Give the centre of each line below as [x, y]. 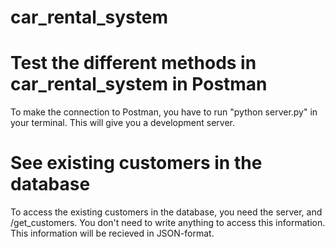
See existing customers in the [136, 163]
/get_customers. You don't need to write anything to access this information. [168, 223]
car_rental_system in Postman [139, 84]
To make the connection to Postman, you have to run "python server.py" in [164, 112]
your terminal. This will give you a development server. [123, 123]
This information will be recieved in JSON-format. [112, 233]
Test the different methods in [133, 63]
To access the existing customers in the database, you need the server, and [166, 212]
